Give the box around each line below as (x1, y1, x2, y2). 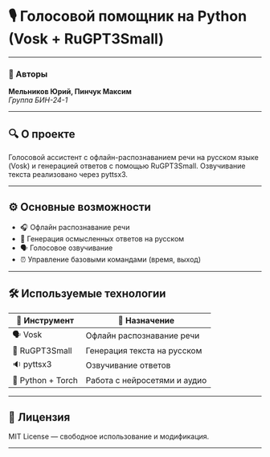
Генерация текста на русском (85, 344, 202, 356)
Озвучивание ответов (85, 360, 171, 371)
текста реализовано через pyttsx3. (8, 170, 129, 179)
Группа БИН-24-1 (8, 95, 68, 105)
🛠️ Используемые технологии (8, 287, 166, 301)
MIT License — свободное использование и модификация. (8, 432, 210, 442)
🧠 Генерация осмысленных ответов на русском (19, 233, 185, 243)
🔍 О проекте (8, 127, 76, 141)
